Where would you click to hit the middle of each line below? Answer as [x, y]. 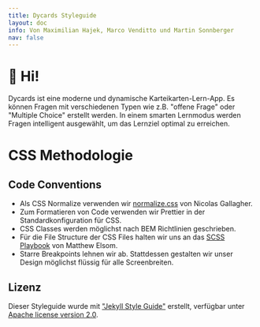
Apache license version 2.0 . [53, 314]
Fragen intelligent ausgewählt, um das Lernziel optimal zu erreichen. [119, 124]
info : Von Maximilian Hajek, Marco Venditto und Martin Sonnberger [121, 30]
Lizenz [25, 287]
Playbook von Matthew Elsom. [69, 246]
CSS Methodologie [71, 156]
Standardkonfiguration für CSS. [71, 220]
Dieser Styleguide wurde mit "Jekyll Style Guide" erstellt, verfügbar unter [126, 306]
